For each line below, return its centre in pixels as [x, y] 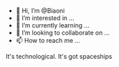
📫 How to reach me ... [48, 40]
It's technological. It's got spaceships [59, 56]
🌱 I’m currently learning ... [53, 25]
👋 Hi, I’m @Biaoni [40, 11]
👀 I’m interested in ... [45, 18]
